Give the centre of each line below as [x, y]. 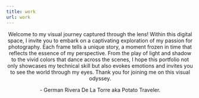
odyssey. [100, 78]
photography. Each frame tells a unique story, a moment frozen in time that [100, 47]
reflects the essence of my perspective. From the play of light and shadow [100, 53]
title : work [21, 12]
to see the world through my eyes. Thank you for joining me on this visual [100, 72]
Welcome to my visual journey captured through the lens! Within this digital [100, 34]
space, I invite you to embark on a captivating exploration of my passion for [100, 40]
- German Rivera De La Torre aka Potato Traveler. [100, 90]
